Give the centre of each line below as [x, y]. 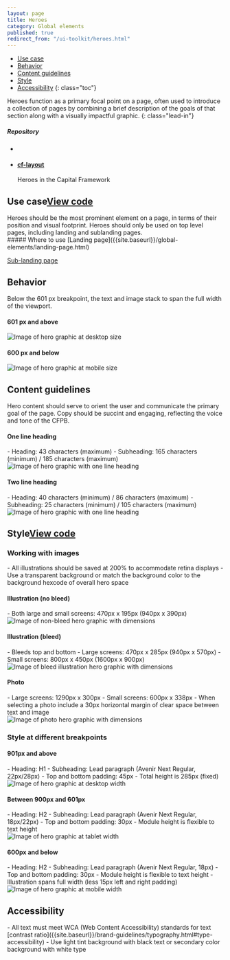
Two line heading [32, 482]
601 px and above [33, 322]
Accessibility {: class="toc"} [57, 88]
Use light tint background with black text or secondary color [135, 942]
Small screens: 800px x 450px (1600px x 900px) [76, 659]
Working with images [43, 552]
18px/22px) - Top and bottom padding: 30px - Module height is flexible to [111, 822]
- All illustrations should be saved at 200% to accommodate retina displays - [115, 568]
